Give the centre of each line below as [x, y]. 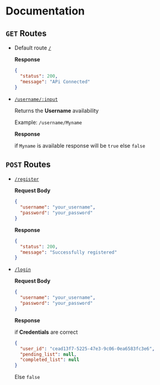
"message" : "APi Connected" [55, 82]
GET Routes [26, 33]
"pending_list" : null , [48, 354]
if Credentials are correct [46, 332]
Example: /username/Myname [48, 122]
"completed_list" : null [50, 360]
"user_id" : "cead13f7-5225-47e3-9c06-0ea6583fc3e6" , [88, 349]
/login [23, 270]
